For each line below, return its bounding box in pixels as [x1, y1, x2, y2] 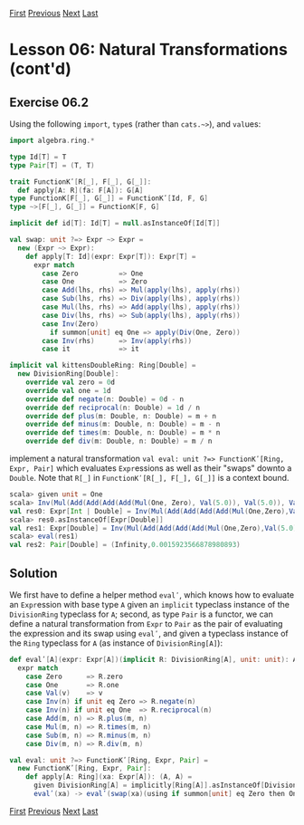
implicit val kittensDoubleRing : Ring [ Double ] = [9, 361, 196, 370]
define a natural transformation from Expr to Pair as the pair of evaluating [9, 618, 283, 628]
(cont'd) [9, 59, 72, 80]
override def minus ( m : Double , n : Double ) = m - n [25, 420, 221, 429]
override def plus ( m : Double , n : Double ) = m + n [25, 411, 217, 420]
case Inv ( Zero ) [42, 319, 100, 329]
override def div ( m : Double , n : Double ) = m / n [25, 436, 213, 446]
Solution [9, 565, 58, 580]
